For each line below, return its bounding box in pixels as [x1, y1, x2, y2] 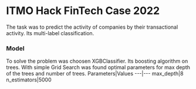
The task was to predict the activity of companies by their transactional [6, 23, 178, 30]
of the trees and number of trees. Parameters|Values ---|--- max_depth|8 [6, 70, 184, 77]
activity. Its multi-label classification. [6, 29, 94, 36]
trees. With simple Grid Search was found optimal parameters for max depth [6, 64, 191, 71]
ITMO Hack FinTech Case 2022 [6, 4, 160, 18]
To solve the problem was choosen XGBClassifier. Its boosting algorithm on [6, 57, 188, 65]
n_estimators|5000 [6, 76, 52, 83]
